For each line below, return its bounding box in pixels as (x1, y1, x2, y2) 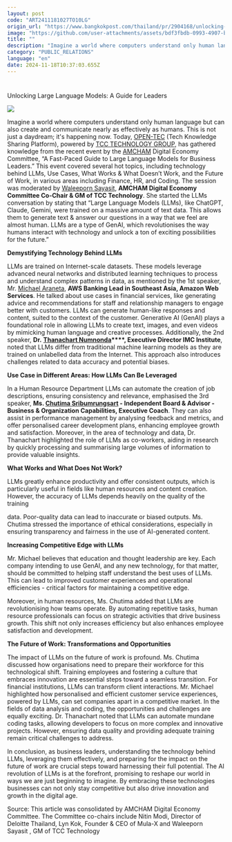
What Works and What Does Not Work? (7, 464, 123, 472)
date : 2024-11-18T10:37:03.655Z (7, 62, 100, 68)
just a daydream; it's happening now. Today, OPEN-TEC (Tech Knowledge (7, 132, 217, 140)
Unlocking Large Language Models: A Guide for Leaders (7, 91, 168, 100)
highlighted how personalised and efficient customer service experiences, (7, 689, 218, 698)
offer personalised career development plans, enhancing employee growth (7, 421, 220, 429)
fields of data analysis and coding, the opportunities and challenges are (7, 704, 211, 713)
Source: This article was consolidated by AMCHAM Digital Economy (7, 805, 201, 813)
